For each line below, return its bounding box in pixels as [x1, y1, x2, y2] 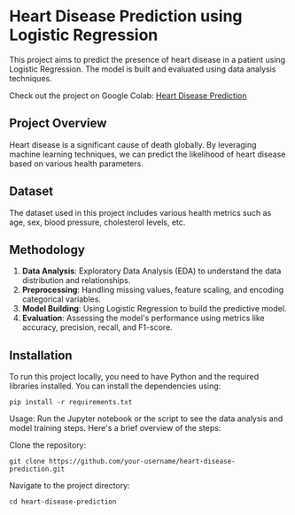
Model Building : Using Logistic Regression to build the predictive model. [21, 304, 287, 314]
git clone [9, 457, 46, 466]
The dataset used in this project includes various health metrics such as [9, 207, 272, 218]
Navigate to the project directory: [9, 480, 130, 491]
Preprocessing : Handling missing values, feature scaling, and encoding [21, 285, 284, 296]
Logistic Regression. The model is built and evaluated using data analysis [9, 64, 276, 74]
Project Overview [9, 116, 107, 131]
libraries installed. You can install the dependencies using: [9, 380, 221, 391]
